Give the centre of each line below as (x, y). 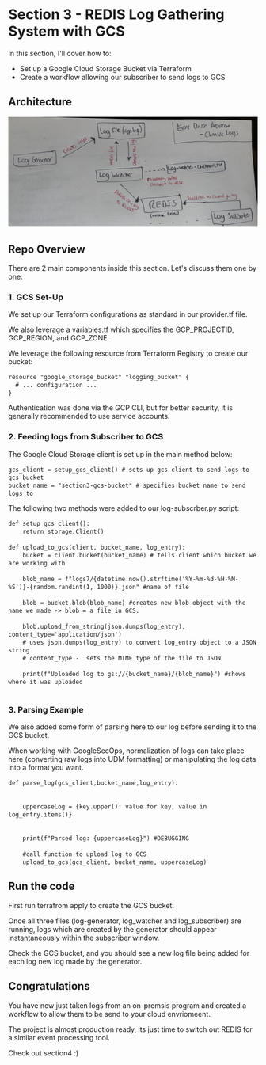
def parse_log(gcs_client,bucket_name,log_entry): (93, 783)
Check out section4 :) (44, 1053)
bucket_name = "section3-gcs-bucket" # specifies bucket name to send (127, 485)
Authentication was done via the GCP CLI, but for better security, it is (121, 408)
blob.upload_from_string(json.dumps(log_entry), (104, 626)
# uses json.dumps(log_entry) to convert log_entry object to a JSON (140, 642)
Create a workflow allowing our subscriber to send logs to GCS (122, 77)
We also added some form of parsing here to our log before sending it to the (133, 727)
